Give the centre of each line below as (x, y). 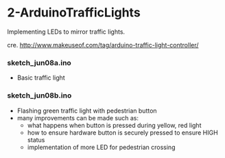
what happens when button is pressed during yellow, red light (114, 125)
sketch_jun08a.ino (39, 63)
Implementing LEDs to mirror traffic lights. (66, 32)
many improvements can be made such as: (78, 117)
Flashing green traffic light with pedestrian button (87, 111)
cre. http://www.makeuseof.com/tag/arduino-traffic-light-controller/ (103, 45)
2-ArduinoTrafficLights (74, 13)
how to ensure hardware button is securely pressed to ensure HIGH (122, 133)
